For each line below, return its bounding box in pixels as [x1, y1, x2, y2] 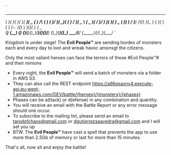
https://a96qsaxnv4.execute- [92, 81, 154, 87]
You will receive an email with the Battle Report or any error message [12, 102, 158, 108]
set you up [12, 124, 35, 130]
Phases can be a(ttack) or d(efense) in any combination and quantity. [12, 97, 158, 103]
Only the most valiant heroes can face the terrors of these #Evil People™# [5, 55, 159, 60]
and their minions [5, 60, 42, 66]
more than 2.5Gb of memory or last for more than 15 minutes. [12, 134, 141, 140]
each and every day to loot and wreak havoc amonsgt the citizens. [5, 45, 145, 51]
